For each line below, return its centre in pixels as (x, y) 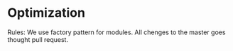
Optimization (46, 13)
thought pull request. (38, 39)
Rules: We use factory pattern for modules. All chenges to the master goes (116, 32)
